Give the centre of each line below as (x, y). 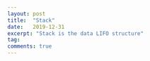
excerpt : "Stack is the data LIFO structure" (75, 33)
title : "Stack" (31, 20)
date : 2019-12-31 (36, 27)
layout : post (27, 14)
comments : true (30, 46)
